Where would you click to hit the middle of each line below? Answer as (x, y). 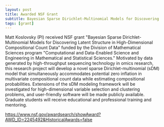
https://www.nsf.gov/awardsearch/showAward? (53, 114)
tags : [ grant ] (20, 23)
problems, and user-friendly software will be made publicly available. (75, 95)
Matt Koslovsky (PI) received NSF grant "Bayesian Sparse (63, 37)
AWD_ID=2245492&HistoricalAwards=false (49, 120)
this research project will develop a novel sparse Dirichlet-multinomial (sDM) (82, 69)
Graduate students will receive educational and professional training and (78, 100)
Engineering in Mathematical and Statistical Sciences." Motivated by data (79, 58)
